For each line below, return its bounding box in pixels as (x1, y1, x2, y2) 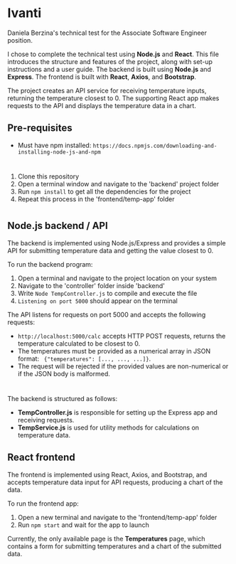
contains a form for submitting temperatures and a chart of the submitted (7, 542, 222, 550)
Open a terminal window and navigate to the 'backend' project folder (17, 179, 220, 188)
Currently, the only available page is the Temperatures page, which (7, 534, 205, 543)
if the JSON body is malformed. (17, 369, 110, 378)
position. (7, 36, 33, 44)
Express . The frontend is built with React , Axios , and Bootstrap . (7, 73, 197, 81)
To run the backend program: (7, 260, 93, 268)
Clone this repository (17, 172, 80, 181)
